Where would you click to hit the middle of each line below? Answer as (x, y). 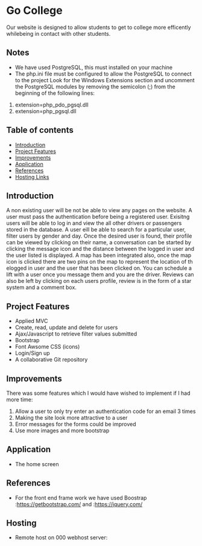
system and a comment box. (42, 287)
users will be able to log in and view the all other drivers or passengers (94, 223)
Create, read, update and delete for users (66, 328)
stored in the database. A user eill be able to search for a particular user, (96, 230)
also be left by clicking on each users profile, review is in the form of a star (99, 281)
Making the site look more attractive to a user (71, 418)
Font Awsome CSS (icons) (47, 347)
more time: (20, 399)
